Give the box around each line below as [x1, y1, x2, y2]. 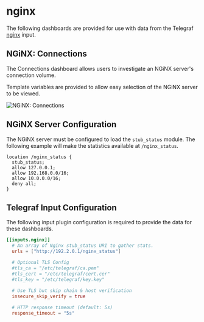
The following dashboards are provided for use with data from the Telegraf [6, 24, 194, 32]
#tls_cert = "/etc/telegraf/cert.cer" [12, 271, 111, 277]
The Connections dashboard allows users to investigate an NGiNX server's [6, 65, 194, 72]
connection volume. [6, 71, 56, 79]
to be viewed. [6, 90, 41, 97]
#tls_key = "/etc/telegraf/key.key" [12, 276, 105, 282]
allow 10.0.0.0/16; [12, 175, 62, 181]
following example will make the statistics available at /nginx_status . [6, 142, 178, 149]
